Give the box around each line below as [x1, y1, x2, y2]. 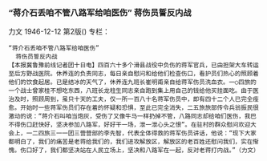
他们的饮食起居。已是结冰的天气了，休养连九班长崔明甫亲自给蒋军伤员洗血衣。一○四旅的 [8, 78, 257, 87]
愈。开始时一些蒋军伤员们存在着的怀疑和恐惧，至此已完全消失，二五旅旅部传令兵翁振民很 [8, 104, 259, 112]
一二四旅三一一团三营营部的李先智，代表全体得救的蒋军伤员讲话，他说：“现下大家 [26, 130, 257, 138]
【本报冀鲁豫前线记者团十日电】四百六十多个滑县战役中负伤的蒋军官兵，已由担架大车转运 [8, 62, 259, 70]
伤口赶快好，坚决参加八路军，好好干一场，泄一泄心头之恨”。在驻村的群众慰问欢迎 [19, 121, 251, 129]
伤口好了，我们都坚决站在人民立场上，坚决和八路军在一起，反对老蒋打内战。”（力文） [19, 147, 260, 155]
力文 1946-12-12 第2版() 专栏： [8, 26, 111, 37]
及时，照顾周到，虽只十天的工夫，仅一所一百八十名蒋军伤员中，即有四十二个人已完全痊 [14, 95, 259, 103]
